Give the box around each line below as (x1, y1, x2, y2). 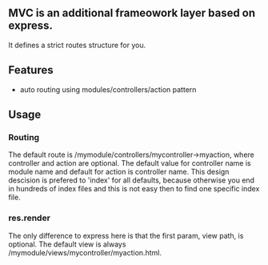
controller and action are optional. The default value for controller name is (8, 159, 252, 168)
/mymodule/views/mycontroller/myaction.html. (8, 247, 162, 257)
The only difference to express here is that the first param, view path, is (8, 231, 244, 240)
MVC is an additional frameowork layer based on (8, 6, 256, 20)
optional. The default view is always (8, 239, 126, 249)
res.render (8, 212, 50, 223)
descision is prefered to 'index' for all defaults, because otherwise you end (8, 175, 254, 185)
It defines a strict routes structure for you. (8, 40, 146, 50)
